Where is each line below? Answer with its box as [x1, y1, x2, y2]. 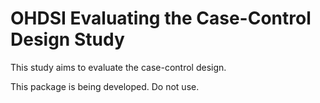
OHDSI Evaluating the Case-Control [10, 7, 312, 30]
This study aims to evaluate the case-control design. [10, 61, 227, 73]
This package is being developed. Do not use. [10, 80, 200, 92]
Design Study [10, 28, 125, 51]
